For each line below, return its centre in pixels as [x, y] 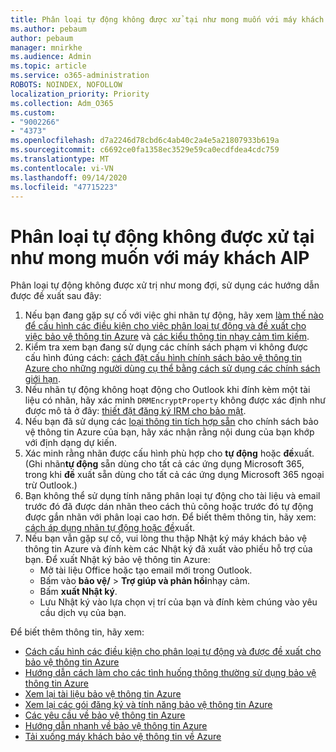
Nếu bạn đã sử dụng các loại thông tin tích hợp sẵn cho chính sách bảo [171, 422]
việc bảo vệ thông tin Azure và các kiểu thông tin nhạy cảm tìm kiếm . [167, 337]
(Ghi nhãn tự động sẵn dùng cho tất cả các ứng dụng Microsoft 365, [164, 464]
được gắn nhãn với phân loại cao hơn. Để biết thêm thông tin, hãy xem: [170, 517]
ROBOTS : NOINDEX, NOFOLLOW [66, 85]
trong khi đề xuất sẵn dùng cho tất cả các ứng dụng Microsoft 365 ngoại [174, 475]
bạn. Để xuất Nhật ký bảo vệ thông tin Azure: [117, 560]
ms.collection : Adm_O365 [62, 103]
